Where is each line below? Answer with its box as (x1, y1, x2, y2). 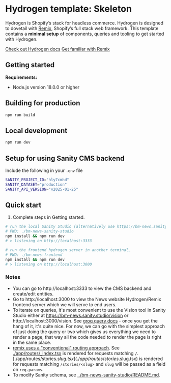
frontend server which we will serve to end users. (12, 301, 117, 308)
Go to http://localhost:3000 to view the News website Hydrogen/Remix (12, 296, 161, 302)
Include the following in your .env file (5, 167, 83, 173)
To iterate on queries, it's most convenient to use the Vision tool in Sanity (12, 307, 166, 313)
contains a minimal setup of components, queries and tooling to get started (5, 31, 164, 37)
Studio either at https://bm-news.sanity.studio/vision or (12, 312, 129, 318)
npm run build (5, 112, 36, 117)
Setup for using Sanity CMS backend (5, 154, 125, 163)
